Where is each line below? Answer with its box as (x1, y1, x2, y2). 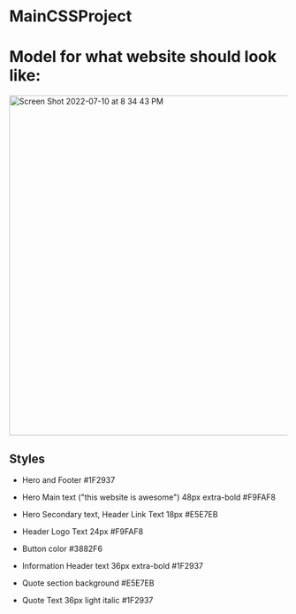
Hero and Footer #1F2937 (21, 474, 116, 485)
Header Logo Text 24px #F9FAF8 (21, 525, 144, 537)
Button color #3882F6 (21, 543, 103, 554)
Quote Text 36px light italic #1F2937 (21, 595, 154, 605)
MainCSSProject (9, 6, 133, 27)
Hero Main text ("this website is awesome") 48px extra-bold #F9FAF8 (21, 492, 277, 502)
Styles (9, 451, 46, 466)
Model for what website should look (9, 47, 277, 67)
